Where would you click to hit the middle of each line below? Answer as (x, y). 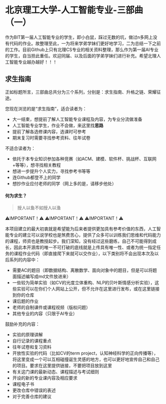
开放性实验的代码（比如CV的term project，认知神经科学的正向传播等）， (85, 353)
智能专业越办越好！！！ (33, 62)
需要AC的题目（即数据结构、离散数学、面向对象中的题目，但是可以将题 (84, 270)
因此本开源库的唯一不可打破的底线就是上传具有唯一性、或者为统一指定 (85, 247)
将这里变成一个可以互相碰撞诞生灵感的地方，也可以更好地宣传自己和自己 (86, 359)
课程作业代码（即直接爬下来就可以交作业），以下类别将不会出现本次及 (84, 253)
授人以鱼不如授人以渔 (39, 207)
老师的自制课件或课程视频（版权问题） (51, 307)
